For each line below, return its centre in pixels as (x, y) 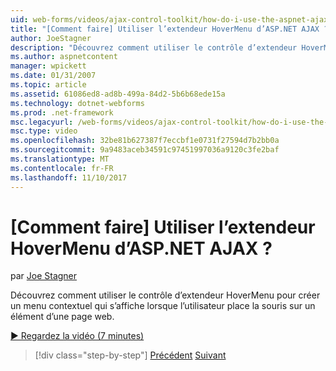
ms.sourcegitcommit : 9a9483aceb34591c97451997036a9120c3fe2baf (145, 150)
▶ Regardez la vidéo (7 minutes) (77, 336)
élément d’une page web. (62, 317)
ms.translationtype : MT (60, 159)
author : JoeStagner (51, 38)
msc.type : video (44, 131)
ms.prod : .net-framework (62, 112)
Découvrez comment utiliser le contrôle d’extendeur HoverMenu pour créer (165, 295)
